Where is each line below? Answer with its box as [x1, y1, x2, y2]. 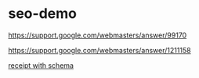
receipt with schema [8, 60, 74, 70]
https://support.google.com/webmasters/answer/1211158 [8, 45, 191, 55]
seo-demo [8, 5, 77, 23]
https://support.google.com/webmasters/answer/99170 [8, 30, 187, 40]
